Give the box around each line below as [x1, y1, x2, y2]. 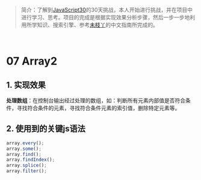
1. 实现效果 [6, 79, 46, 90]
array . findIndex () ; [6, 157, 55, 163]
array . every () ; [6, 140, 45, 146]
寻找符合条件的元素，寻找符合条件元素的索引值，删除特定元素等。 [16, 105, 181, 111]
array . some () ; [6, 146, 42, 152]
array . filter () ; [6, 168, 47, 174]
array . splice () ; [6, 163, 47, 169]
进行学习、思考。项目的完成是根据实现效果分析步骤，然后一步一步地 [20, 14, 190, 20]
